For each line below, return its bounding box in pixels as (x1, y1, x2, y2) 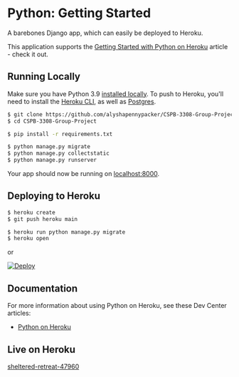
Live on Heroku (7, 344, 76, 356)
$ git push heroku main (7, 215, 78, 222)
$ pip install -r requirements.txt (7, 130, 113, 138)
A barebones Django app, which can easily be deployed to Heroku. (7, 29, 203, 37)
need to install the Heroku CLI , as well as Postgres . (7, 97, 156, 105)
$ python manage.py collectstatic (7, 150, 110, 157)
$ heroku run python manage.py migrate (7, 228, 126, 236)
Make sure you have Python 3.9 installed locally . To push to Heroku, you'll (7, 89, 224, 98)
